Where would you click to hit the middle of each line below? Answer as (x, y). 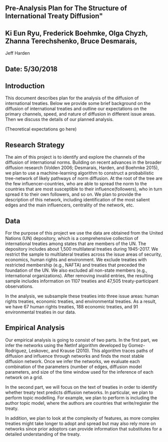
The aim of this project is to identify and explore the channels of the (75, 157)
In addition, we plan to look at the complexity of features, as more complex (82, 418)
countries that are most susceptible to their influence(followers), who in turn (84, 189)
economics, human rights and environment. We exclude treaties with (76, 260)
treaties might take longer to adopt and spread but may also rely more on (81, 423)
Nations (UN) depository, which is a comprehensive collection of (72, 239)
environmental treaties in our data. (41, 312)
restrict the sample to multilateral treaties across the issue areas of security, (83, 254)
